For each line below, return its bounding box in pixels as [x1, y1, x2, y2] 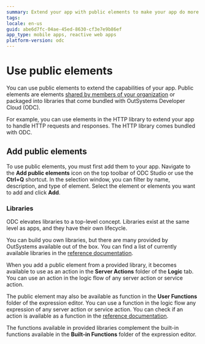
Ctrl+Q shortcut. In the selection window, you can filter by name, [6, 175, 171, 183]
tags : [6, 15, 20, 21]
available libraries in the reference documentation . [6, 250, 134, 257]
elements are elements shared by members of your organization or [6, 90, 176, 98]
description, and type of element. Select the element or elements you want [6, 182, 195, 189]
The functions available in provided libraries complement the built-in [6, 324, 179, 332]
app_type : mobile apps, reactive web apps [6, 32, 117, 38]
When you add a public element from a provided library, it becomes [6, 261, 177, 269]
